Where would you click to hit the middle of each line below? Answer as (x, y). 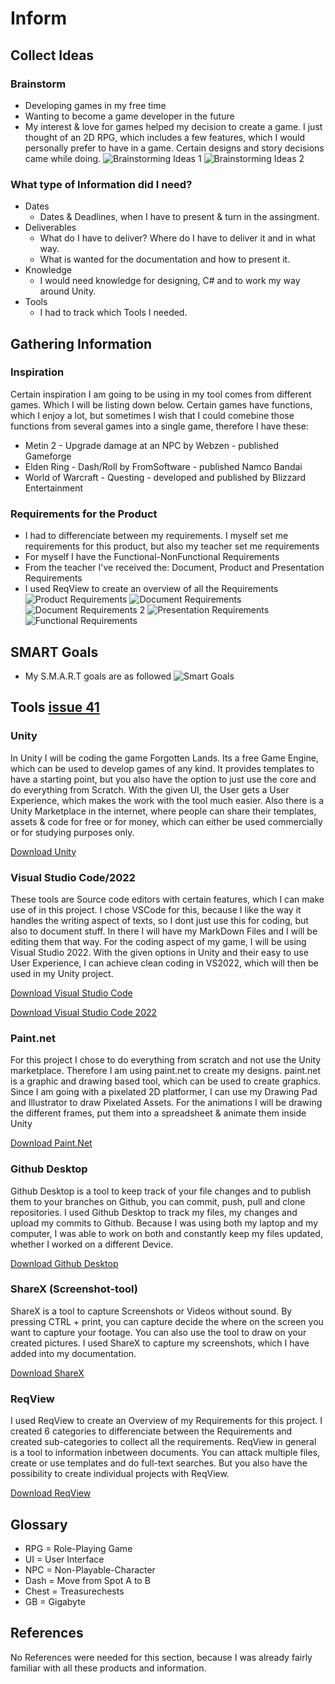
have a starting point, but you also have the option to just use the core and (163, 779)
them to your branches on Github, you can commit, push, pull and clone (158, 1201)
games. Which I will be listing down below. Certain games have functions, (161, 404)
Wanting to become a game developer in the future (129, 116)
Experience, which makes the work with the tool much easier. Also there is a (167, 800)
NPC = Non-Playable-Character (90, 1569)
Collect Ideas (52, 55)
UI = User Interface (64, 1559)
